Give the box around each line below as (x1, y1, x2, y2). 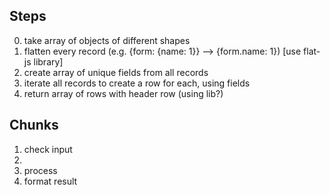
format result (23, 175, 78, 187)
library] (33, 55, 64, 68)
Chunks (9, 117, 59, 134)
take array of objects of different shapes (23, 34, 191, 46)
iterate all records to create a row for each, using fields (23, 77, 251, 89)
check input (23, 143, 73, 155)
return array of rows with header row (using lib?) (23, 87, 224, 99)
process (23, 164, 58, 176)
